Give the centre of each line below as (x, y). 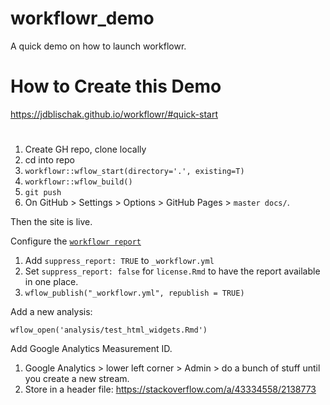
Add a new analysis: (51, 312)
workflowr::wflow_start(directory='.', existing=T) (134, 172)
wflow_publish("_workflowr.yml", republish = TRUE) (134, 293)
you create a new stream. (77, 379)
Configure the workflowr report (76, 241)
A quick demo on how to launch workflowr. (98, 46)
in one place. (51, 282)
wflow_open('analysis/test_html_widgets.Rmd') (109, 330)
